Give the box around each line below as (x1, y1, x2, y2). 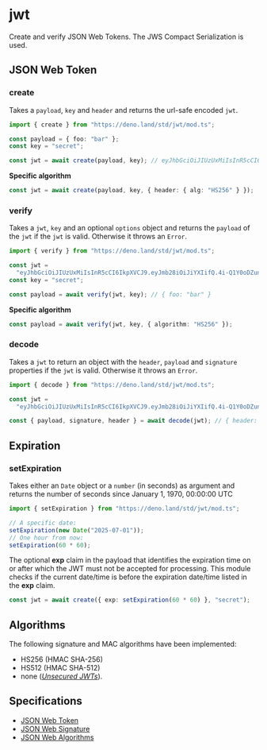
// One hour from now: (9, 534, 84, 542)
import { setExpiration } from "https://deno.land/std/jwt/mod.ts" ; (9, 505, 240, 513)
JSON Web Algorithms (20, 733, 94, 742)
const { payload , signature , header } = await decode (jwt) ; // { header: (9, 417, 258, 425)
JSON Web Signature (20, 724, 90, 733)
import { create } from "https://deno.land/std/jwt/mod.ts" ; (9, 121, 216, 129)
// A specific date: (9, 519, 78, 527)
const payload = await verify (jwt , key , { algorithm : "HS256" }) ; (9, 320, 233, 328)
